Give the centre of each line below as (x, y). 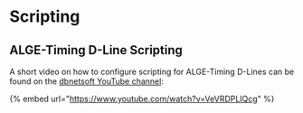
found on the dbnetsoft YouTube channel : (87, 81)
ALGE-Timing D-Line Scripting (96, 50)
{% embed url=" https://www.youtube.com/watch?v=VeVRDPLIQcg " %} (142, 99)
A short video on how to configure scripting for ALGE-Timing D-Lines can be (152, 71)
